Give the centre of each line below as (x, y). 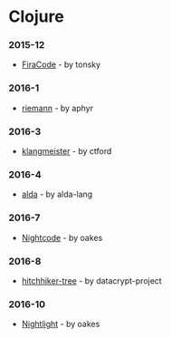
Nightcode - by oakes (62, 237)
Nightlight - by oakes (61, 324)
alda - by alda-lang (57, 194)
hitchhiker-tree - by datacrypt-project (91, 280)
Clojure (36, 17)
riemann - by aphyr (57, 108)
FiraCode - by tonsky (61, 64)
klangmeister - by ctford (66, 151)
